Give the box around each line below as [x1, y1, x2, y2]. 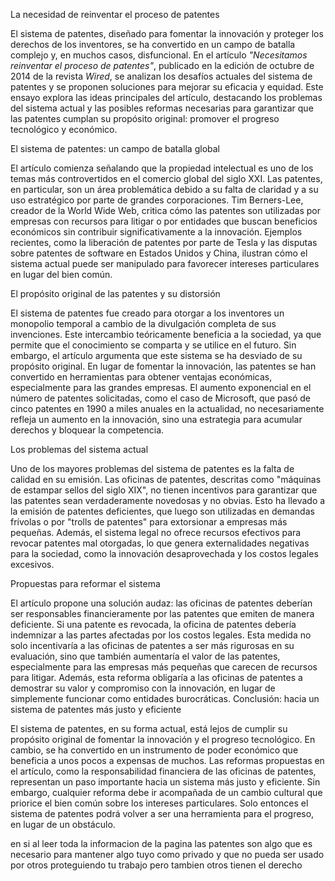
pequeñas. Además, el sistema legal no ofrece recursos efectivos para [10, 527, 302, 538]
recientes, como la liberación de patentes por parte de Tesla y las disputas [10, 237, 318, 248]
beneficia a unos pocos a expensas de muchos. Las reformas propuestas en [10, 755, 325, 766]
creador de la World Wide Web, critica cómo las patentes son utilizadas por [10, 205, 322, 216]
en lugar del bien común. [10, 269, 113, 280]
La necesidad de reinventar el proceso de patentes [10, 9, 220, 20]
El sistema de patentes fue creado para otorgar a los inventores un [10, 307, 285, 319]
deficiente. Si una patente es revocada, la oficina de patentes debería [10, 619, 297, 630]
